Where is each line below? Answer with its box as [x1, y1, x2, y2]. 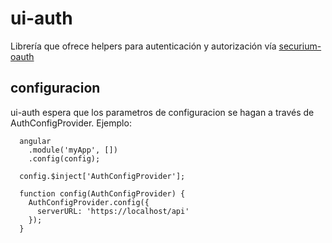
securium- [278, 40, 322, 52]
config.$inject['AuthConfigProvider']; [19, 171, 186, 181]
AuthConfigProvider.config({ [28, 197, 150, 207]
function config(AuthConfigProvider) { [19, 188, 186, 199]
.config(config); [28, 153, 101, 164]
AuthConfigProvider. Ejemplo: [10, 117, 132, 129]
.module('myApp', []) [28, 145, 118, 155]
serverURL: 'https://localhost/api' [36, 206, 190, 216]
